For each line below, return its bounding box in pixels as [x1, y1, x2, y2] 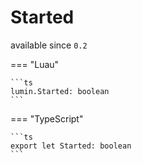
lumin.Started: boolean [10, 86, 110, 96]
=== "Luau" [10, 58, 60, 70]
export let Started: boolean [10, 141, 132, 151]
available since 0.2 [10, 39, 88, 51]
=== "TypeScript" [10, 112, 84, 125]
